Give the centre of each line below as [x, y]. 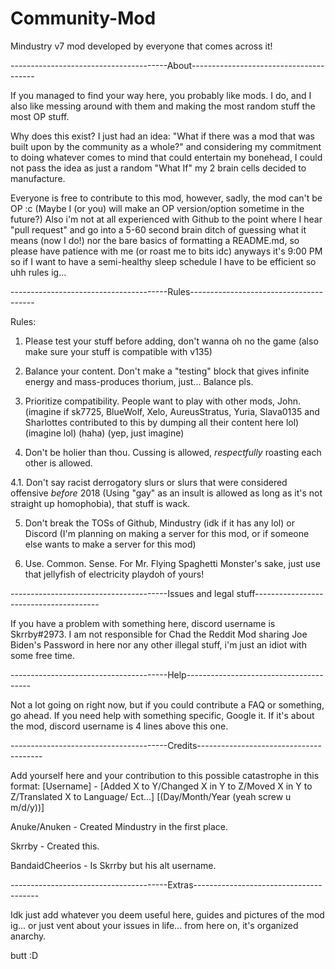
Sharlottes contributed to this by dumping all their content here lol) [162, 422]
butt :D [24, 955]
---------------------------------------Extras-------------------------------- [166, 884]
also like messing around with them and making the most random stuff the [163, 106]
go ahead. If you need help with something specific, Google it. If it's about [162, 715]
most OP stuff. [40, 116]
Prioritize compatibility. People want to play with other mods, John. [162, 401]
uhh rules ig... [38, 272]
